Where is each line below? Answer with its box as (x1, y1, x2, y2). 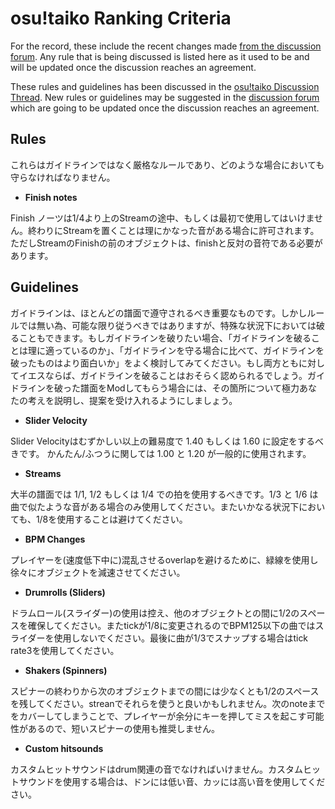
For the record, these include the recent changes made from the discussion (10, 40, 322, 52)
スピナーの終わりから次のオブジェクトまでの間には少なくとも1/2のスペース (10, 685, 320, 697)
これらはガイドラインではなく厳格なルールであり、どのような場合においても (10, 158, 325, 171)
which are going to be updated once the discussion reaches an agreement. (10, 102, 320, 114)
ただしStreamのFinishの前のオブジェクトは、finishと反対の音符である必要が (10, 237, 323, 249)
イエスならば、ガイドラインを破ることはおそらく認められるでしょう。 (18, 369, 308, 381)
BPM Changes (24, 533, 86, 545)
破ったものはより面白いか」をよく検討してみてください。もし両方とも (10, 357, 299, 369)
